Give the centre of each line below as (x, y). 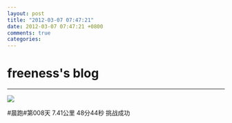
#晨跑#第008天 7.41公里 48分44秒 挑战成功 (69, 113)
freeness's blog (53, 74)
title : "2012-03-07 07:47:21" (51, 20)
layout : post (26, 13)
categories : (24, 39)
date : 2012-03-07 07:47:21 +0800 (55, 26)
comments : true (29, 33)
